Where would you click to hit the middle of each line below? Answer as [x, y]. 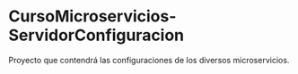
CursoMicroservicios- [92, 16]
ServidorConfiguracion [96, 35]
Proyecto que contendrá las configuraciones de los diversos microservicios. [149, 60]
